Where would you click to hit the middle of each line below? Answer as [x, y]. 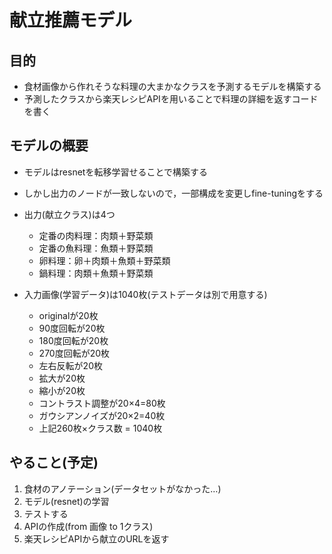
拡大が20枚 [62, 378]
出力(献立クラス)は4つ [69, 214]
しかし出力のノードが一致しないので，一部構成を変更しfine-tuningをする [173, 193]
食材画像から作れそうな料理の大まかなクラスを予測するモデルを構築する [172, 86]
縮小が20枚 [62, 390]
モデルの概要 [49, 146]
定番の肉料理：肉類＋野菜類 [96, 235]
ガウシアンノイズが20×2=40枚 [102, 415]
